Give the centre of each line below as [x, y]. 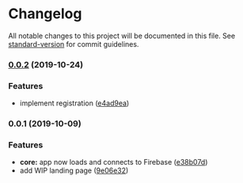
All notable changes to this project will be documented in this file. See [122, 36]
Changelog [45, 14]
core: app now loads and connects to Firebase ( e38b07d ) [114, 162]
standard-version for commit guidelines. [74, 44]
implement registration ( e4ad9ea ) [74, 103]
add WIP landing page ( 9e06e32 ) [74, 170]
